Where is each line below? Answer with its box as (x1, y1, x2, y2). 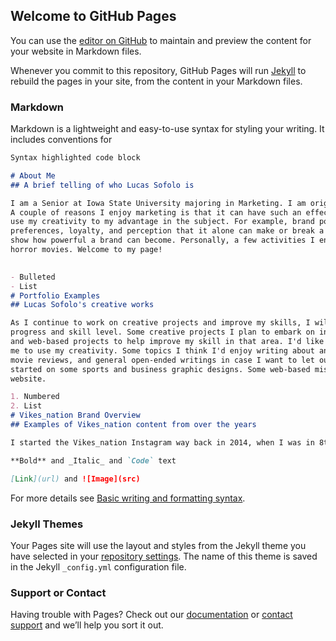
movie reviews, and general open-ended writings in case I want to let (10, 355, 315, 365)
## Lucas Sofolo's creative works (10, 300, 155, 310)
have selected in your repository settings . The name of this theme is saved (10, 550, 318, 562)
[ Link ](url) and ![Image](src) (10, 474, 141, 484)
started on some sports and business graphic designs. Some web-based (10, 364, 311, 374)
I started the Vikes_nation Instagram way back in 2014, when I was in (10, 437, 315, 448)
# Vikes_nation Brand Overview (10, 410, 141, 421)
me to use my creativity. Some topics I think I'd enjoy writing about (10, 345, 315, 356)
